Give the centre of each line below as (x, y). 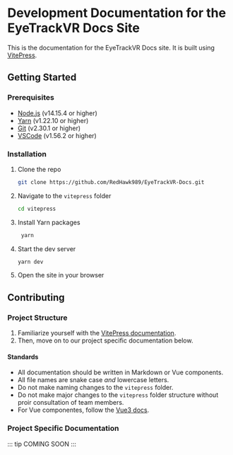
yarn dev (30, 262)
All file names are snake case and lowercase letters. (93, 380)
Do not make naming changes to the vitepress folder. (95, 388)
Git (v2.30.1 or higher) (49, 128)
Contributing (36, 298)
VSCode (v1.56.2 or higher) (57, 135)
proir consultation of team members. (71, 403)
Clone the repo (39, 169)
